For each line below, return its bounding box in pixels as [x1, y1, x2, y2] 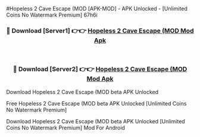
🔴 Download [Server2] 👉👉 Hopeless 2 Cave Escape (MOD [12, 65, 187, 73]
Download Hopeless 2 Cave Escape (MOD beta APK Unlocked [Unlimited [6, 117, 186, 124]
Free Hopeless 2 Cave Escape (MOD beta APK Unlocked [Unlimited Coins [6, 99, 187, 107]
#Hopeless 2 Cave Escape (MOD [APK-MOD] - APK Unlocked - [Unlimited [6, 5, 187, 12]
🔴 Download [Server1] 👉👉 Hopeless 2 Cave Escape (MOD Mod [6, 26, 194, 35]
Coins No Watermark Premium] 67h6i [6, 11, 98, 18]
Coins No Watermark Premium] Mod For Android [6, 124, 125, 131]
